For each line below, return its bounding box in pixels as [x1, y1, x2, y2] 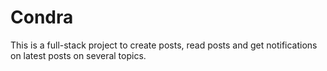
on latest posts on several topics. [10, 49, 147, 61]
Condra [10, 6, 74, 29]
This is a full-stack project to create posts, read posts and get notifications [10, 39, 318, 51]
